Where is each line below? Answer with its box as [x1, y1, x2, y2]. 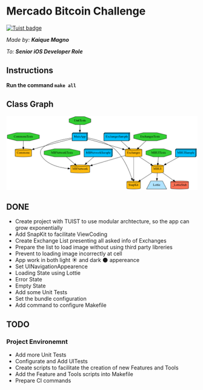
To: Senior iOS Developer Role [6, 47, 83, 55]
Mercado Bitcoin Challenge [6, 4, 146, 18]
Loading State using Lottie [15, 269, 81, 277]
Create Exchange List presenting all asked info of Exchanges [15, 237, 167, 244]
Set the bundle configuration [15, 295, 87, 303]
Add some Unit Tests [15, 289, 68, 296]
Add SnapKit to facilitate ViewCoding [15, 230, 108, 238]
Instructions [6, 66, 53, 76]
